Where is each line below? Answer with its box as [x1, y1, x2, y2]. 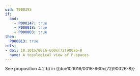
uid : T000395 [5, 7, 32, 12]
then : [5, 35, 16, 39]
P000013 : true [9, 39, 38, 44]
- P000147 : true [14, 20, 48, 26]
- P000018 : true [14, 25, 48, 30]
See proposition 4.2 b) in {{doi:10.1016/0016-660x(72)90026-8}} [5, 66, 135, 72]
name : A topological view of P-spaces [9, 52, 89, 57]
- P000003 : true [14, 30, 48, 35]
